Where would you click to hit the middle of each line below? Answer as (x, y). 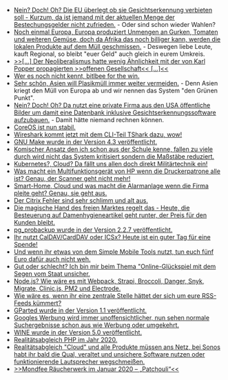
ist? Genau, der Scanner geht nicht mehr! (72, 178)
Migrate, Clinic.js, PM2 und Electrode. (67, 288)
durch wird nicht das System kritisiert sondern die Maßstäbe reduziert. (114, 157)
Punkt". (24, 98)
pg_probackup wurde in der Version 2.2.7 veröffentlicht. (93, 230)
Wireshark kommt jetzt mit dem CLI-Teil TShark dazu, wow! (98, 134)
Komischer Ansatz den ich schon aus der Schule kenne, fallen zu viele (113, 149)
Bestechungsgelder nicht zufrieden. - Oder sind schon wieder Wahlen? (114, 24)
